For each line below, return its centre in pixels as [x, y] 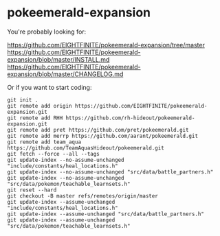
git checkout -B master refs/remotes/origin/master [82, 196]
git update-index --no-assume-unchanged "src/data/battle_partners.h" [110, 172]
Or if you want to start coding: [49, 87]
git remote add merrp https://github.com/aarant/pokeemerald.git [102, 136]
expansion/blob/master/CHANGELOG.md [65, 74]
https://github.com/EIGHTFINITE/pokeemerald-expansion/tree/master [106, 45]
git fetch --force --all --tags [53, 154]
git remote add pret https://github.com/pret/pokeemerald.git [98, 130]
